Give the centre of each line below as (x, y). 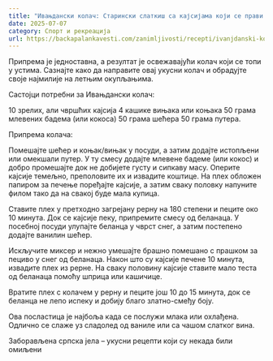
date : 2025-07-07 (38, 24)
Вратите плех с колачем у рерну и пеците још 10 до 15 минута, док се (130, 292)
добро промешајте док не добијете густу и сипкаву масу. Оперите (124, 168)
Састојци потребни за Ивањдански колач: (82, 95)
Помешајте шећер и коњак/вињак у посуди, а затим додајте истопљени (134, 150)
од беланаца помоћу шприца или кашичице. (85, 277)
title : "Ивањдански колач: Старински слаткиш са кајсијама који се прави (136, 16)
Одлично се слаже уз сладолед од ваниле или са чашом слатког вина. (132, 325)
